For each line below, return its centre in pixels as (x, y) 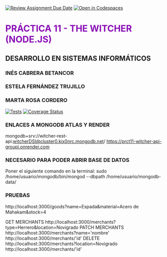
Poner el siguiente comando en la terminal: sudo (56, 171)
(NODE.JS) (29, 40)
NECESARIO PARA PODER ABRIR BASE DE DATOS (67, 160)
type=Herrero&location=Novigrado (42, 227)
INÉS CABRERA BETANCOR (40, 73)
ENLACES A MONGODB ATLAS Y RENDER (57, 124)
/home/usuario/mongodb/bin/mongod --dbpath (55, 177)
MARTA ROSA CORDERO (37, 100)
